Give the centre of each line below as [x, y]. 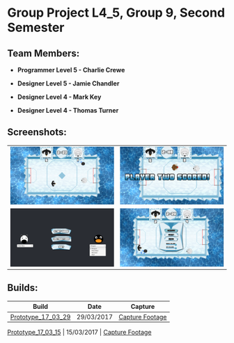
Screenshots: [37, 133]
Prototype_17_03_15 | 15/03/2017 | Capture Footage [79, 333]
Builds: [23, 288]
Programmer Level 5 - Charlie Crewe [71, 70]
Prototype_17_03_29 [40, 317]
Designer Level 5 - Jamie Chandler [68, 83]
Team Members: [44, 53]
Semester [36, 27]
